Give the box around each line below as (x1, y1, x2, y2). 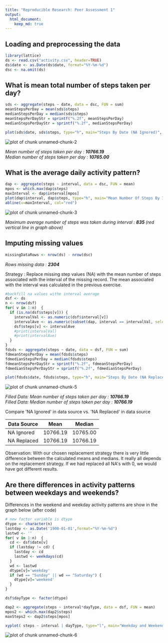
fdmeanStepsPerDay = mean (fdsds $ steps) (5, 352, 88, 357)
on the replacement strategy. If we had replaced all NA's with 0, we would (5, 461, 157, 467)
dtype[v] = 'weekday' (9, 568, 50, 573)
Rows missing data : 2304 (5, 261, 60, 267)
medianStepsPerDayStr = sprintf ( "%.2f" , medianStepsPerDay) (5, 121, 133, 126)
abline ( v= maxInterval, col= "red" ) (5, 200, 77, 205)
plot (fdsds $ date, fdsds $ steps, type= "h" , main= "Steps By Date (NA (5, 375, 146, 380)
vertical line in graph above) (5, 224, 63, 231)
